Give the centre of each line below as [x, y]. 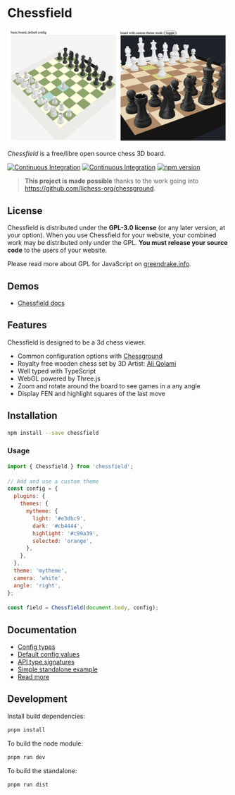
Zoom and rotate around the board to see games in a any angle [109, 385]
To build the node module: [45, 743]
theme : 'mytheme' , [41, 571]
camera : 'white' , [39, 578]
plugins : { [30, 496]
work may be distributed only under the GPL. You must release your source [118, 243]
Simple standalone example [57, 669]
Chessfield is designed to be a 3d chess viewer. [77, 342]
